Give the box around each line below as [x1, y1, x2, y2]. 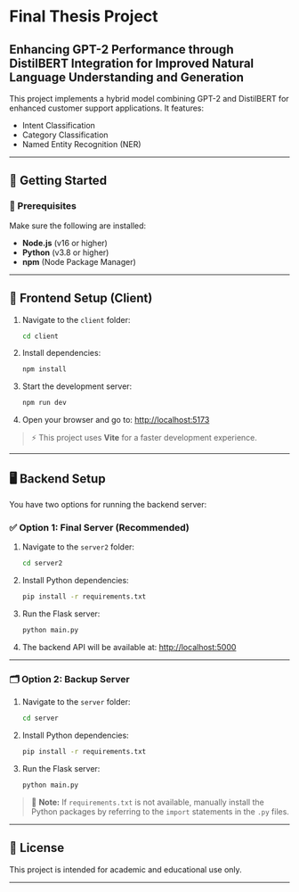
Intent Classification [21, 120, 96, 130]
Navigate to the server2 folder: [21, 541, 135, 552]
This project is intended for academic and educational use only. [9, 863, 242, 875]
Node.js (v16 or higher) [21, 237, 109, 248]
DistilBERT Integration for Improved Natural [9, 55, 255, 70]
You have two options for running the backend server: [9, 499, 207, 509]
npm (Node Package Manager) [21, 256, 136, 267]
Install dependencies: [21, 348, 101, 359]
